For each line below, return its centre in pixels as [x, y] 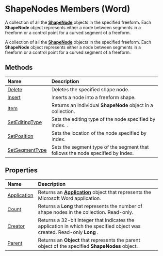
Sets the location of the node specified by [99, 133]
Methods [19, 68]
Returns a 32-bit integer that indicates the [86, 220]
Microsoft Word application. [70, 198]
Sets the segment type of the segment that [100, 147]
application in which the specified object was [89, 226]
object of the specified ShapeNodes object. [88, 246]
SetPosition [21, 136]
